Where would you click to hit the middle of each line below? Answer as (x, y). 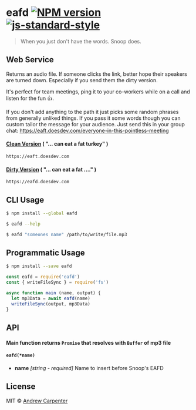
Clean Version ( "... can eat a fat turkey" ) (57, 144)
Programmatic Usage (45, 253)
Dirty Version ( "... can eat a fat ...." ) (51, 169)
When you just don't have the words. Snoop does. (81, 41)
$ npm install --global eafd (42, 213)
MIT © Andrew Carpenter (37, 401)
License (21, 387)
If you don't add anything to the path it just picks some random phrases (92, 112)
